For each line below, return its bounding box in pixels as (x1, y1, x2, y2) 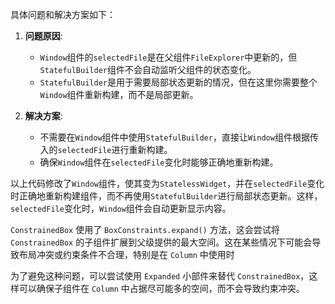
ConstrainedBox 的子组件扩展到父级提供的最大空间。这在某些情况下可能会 (10, 236, 313, 248)
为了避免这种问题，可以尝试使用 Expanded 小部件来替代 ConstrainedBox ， (10, 270, 310, 282)
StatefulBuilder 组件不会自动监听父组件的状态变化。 (39, 64, 257, 75)
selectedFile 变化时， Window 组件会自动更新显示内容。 (10, 203, 232, 214)
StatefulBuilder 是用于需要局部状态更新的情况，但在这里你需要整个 (39, 76, 318, 88)
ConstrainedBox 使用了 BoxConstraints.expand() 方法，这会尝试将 (10, 224, 280, 235)
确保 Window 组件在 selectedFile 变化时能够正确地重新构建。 (39, 156, 279, 168)
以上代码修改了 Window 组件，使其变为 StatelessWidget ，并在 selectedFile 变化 (10, 178, 325, 189)
